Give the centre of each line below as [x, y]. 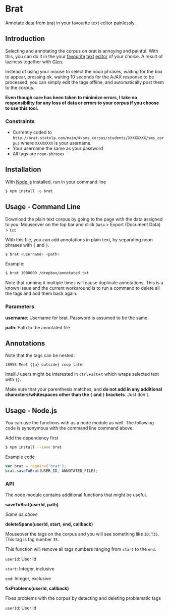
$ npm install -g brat [29, 191]
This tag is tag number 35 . [32, 540]
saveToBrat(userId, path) [32, 505]
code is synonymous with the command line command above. [70, 428]
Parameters [20, 306]
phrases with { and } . [27, 245]
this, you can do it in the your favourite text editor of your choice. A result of [84, 56]
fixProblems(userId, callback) [37, 588]
